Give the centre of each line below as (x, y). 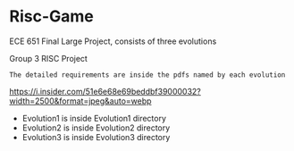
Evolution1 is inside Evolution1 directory (94, 118)
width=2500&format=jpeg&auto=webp (80, 101)
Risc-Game (51, 17)
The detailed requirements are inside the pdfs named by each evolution (147, 75)
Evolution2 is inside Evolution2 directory (96, 128)
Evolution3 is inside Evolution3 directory (96, 137)
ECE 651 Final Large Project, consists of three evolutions (113, 41)
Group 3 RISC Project (48, 58)
